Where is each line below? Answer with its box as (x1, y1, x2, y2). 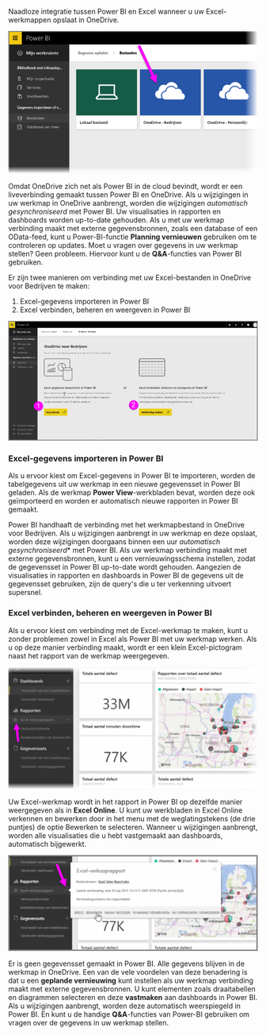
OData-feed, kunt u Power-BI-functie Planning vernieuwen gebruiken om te (8, 232, 257, 241)
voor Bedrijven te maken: (8, 281, 90, 291)
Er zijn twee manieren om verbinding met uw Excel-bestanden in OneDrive (8, 273, 252, 283)
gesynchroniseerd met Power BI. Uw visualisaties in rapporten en (8, 207, 222, 217)
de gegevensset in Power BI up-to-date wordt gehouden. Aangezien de (8, 562, 241, 572)
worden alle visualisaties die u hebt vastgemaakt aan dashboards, (8, 830, 223, 840)
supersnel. (8, 588, 43, 597)
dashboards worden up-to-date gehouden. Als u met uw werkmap (8, 215, 225, 225)
